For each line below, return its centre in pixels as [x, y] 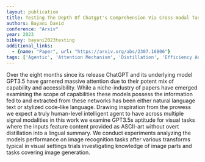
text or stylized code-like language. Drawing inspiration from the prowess [99, 107]
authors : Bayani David [35, 23]
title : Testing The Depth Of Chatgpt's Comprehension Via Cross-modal [98, 18]
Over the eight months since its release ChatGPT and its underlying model [99, 74]
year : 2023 [20, 35]
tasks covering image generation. [48, 152]
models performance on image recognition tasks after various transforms [99, 139]
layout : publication [33, 12]
